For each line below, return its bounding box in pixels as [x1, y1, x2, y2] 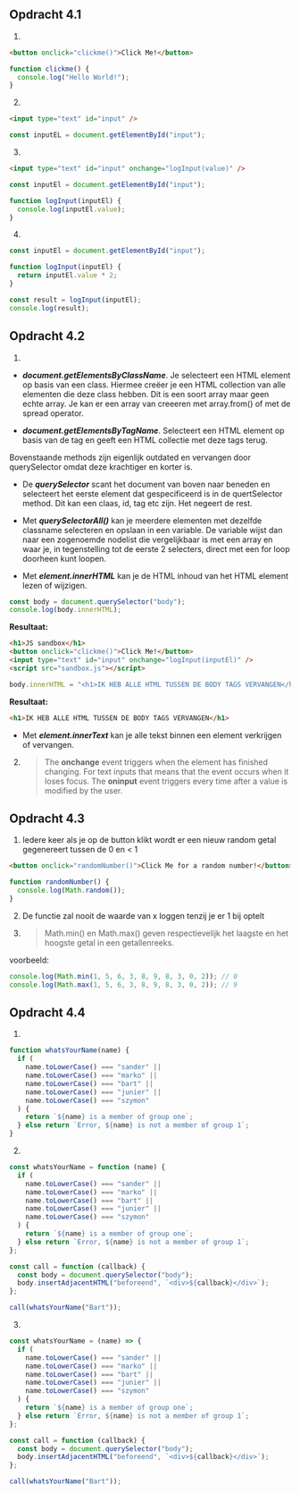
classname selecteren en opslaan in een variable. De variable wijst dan [21, 524, 283, 535]
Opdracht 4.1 [9, 7, 82, 22]
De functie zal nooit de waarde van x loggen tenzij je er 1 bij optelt [21, 910, 265, 921]
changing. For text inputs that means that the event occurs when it [44, 766, 289, 777]
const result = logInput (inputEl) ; [9, 295, 142, 304]
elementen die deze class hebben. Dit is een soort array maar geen [21, 388, 270, 399]
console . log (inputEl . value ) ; [17, 205, 126, 214]
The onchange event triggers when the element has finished [44, 756, 269, 768]
